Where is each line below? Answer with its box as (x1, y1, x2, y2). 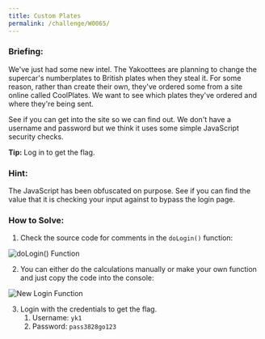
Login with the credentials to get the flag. (19, 304, 158, 314)
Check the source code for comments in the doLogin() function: (19, 233, 233, 243)
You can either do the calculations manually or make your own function (19, 265, 257, 274)
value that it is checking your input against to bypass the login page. (8, 195, 236, 205)
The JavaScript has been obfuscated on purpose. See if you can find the (8, 186, 251, 196)
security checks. (8, 131, 64, 142)
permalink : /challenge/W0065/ (8, 19, 111, 28)
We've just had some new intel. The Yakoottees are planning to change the (8, 64, 257, 74)
